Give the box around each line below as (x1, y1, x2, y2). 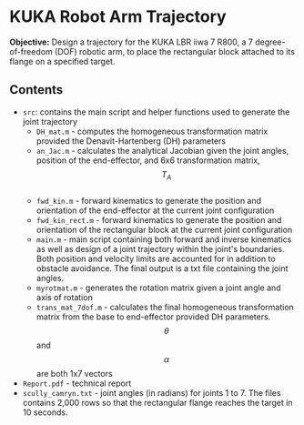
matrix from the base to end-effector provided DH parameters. (35, 311, 271, 322)
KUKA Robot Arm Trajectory (9, 6, 227, 27)
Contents (9, 82, 64, 97)
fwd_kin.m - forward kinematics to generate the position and (35, 195, 262, 206)
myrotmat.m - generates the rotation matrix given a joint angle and (35, 282, 281, 293)
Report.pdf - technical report (22, 378, 132, 389)
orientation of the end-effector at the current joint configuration (35, 205, 275, 216)
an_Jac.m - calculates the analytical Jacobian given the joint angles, (35, 145, 289, 156)
